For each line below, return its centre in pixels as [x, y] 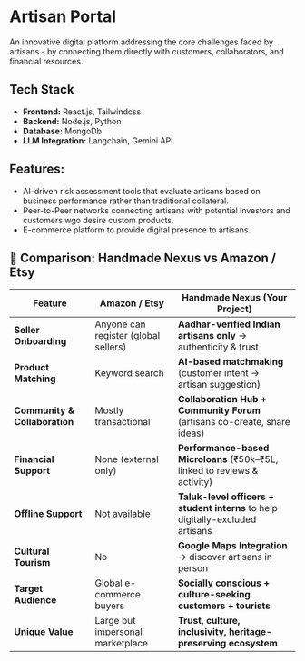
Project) [234, 309]
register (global [128, 336]
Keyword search [130, 373]
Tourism [32, 563]
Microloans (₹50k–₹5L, [228, 459]
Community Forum [219, 410]
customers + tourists [224, 606]
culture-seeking [214, 595]
